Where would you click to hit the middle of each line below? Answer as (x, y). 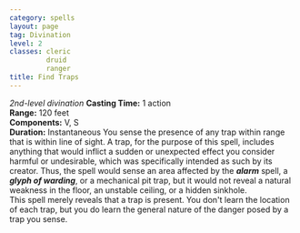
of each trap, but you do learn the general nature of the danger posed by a (149, 209)
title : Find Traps (44, 77)
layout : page (34, 26)
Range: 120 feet (40, 112)
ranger (58, 69)
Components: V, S (44, 122)
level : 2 (26, 43)
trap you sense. (39, 218)
